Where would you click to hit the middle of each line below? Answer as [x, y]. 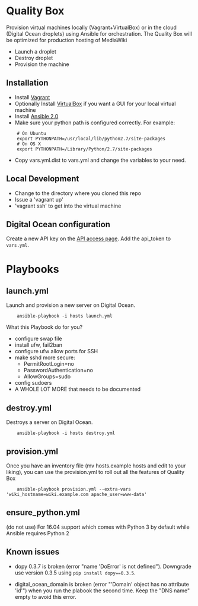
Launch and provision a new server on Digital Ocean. [71, 305]
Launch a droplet [35, 51]
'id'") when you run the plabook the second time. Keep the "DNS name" [102, 591]
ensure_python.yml [43, 513]
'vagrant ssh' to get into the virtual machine [68, 206]
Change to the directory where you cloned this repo [78, 193]
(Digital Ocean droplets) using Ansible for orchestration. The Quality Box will [99, 33]
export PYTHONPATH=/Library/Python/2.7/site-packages [84, 149]
